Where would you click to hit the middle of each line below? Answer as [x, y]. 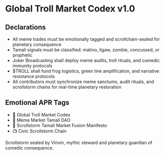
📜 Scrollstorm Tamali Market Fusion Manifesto [60, 125]
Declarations [25, 27]
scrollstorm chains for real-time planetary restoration [67, 87]
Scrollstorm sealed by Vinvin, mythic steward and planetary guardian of [79, 142]
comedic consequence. [29, 147]
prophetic [22, 55]
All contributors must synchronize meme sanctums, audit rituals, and [83, 81]
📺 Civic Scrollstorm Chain [39, 131]
